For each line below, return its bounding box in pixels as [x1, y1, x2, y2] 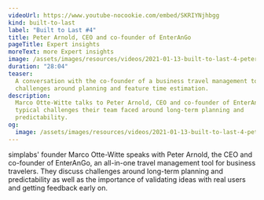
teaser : [8, 70, 34, 78]
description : [8, 92, 51, 100]
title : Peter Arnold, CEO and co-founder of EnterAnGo [8, 33, 192, 42]
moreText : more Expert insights [8, 48, 114, 56]
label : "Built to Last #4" [8, 26, 97, 34]
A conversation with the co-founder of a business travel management [15, 77, 247, 85]
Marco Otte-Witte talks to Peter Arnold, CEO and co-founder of [15, 99, 230, 107]
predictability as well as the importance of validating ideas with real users [8, 174, 246, 184]
